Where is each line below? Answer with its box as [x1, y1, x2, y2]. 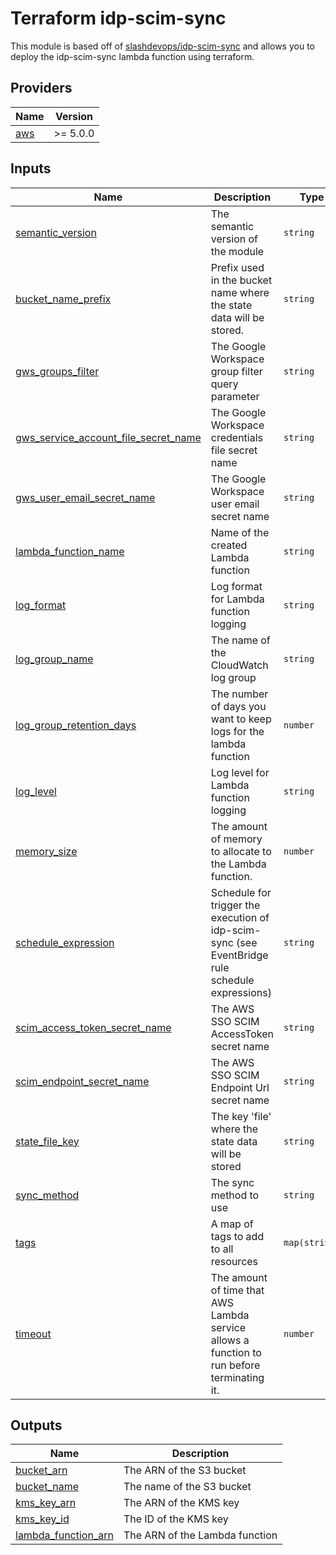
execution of [210, 910, 270, 924]
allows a [210, 1333, 250, 1347]
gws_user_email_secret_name [15, 490, 156, 504]
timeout [15, 1327, 52, 1341]
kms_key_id [15, 1512, 70, 1526]
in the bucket [210, 273, 273, 287]
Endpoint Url [210, 1080, 270, 1094]
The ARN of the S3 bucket [123, 1463, 247, 1477]
